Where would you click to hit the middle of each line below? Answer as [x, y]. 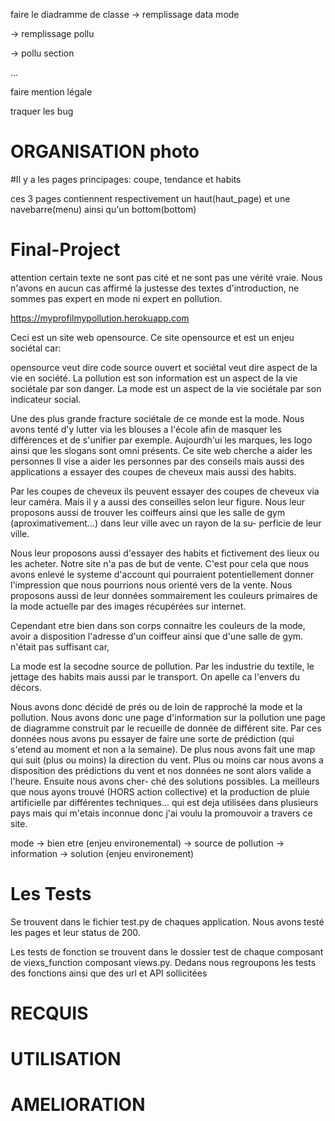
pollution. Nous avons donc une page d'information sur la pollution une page [168, 717]
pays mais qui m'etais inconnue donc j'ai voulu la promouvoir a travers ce [161, 813]
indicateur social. [46, 399]
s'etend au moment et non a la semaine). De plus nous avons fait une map [163, 749]
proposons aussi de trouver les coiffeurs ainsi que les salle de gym [148, 512]
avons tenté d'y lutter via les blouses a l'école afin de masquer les [146, 429]
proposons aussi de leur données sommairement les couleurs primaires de [164, 595]
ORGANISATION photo [105, 151]
